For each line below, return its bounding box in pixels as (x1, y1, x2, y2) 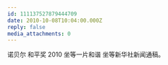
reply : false (7, 23, 46, 30)
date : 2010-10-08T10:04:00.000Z (7, 17, 102, 24)
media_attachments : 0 (7, 30, 71, 37)
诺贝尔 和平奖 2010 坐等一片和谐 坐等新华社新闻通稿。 (7, 50, 164, 59)
